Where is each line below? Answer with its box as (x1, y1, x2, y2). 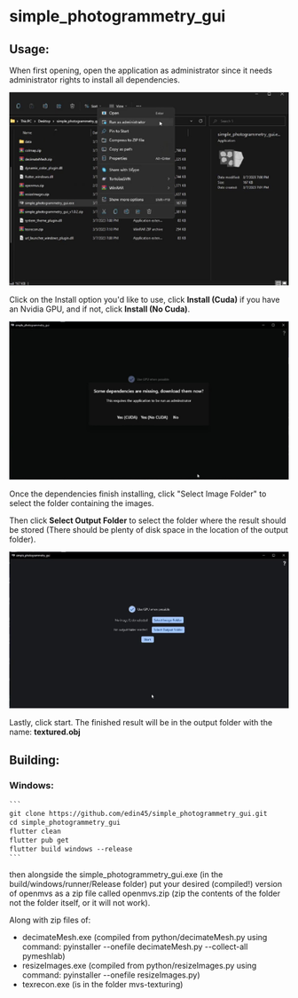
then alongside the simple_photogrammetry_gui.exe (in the (9, 868, 223, 880)
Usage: (9, 42, 51, 57)
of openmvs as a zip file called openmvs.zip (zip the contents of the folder (9, 888, 281, 899)
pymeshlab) (21, 950, 66, 961)
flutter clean (9, 827, 62, 836)
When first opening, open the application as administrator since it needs (9, 65, 273, 75)
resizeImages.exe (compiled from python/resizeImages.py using (21, 960, 257, 970)
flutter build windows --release (9, 844, 133, 853)
